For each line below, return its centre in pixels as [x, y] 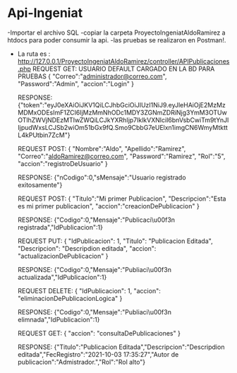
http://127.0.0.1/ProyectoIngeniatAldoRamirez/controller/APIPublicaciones [123, 61]
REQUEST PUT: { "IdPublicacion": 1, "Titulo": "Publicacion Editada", [115, 241]
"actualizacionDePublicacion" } [63, 256]
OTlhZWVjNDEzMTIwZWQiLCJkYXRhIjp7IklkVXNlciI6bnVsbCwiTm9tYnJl [123, 120]
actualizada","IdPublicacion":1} [62, 277]
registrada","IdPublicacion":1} [60, 227]
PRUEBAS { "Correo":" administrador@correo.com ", [92, 76]
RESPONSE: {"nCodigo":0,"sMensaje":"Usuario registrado [102, 177]
